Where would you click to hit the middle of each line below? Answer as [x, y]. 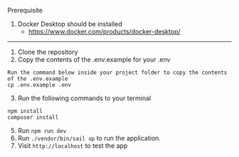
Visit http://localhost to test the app [73, 146]
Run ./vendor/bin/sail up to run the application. [89, 138]
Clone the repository [48, 52]
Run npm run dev [42, 130]
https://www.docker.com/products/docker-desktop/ [104, 32]
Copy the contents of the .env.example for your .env [94, 59]
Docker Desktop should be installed [70, 24]
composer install [33, 117]
